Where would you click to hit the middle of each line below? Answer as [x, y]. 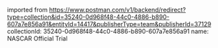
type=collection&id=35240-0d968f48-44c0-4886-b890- [88, 17]
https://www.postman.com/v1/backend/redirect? [118, 10]
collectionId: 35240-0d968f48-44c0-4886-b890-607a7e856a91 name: [108, 31]
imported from [27, 10]
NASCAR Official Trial [37, 39]
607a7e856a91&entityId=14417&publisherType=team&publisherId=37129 [109, 24]
